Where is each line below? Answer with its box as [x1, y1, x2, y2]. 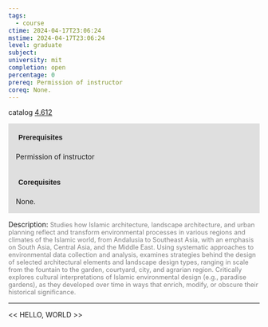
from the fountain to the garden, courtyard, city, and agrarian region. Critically [8, 266, 242, 274]
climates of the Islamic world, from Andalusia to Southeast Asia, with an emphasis [8, 236, 254, 244]
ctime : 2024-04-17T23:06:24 [8, 26, 102, 34]
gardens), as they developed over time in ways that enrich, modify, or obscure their [8, 281, 258, 290]
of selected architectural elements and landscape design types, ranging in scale [8, 258, 249, 267]
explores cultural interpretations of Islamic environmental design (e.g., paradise [8, 273, 247, 282]
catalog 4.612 [8, 108, 53, 117]
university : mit [8, 57, 62, 65]
